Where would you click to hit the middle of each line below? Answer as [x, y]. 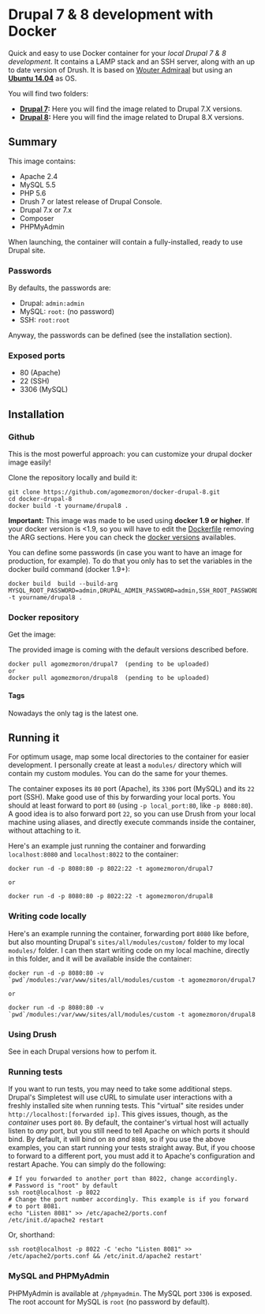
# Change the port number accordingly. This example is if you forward [128, 1200]
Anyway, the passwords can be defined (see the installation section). [120, 335]
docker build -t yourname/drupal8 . [68, 506]
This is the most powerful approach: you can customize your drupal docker [130, 454]
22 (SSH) [34, 381]
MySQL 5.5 [37, 185]
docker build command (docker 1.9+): [69, 569]
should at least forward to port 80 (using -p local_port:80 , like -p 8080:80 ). [131, 805]
